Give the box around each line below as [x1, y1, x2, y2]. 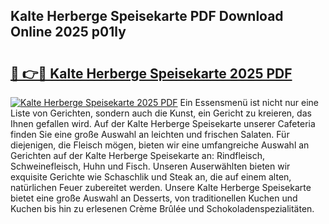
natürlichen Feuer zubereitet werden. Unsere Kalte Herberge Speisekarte [10, 182, 312, 193]
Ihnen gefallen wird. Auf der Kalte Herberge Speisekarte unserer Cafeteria [10, 118, 316, 129]
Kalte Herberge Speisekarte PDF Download [10, 8, 284, 25]
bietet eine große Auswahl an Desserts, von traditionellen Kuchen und [10, 192, 298, 204]
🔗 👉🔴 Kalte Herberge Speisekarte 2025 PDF [10, 65, 293, 82]
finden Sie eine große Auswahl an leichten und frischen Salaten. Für [10, 129, 290, 140]
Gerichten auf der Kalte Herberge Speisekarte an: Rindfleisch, [10, 150, 266, 161]
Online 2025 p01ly [10, 24, 127, 41]
